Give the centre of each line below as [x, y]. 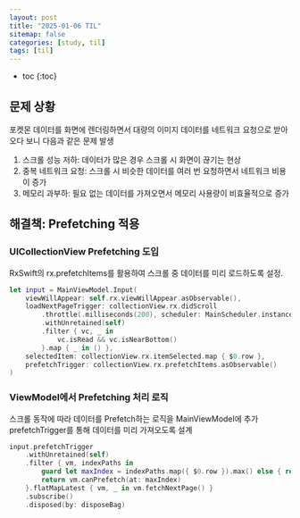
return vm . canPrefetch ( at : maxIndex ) [111, 480]
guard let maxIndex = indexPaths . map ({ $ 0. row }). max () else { [162, 472]
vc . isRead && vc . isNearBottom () [117, 339]
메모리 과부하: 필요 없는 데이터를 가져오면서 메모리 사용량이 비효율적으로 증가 [156, 193]
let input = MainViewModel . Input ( [74, 290]
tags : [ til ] [31, 51]
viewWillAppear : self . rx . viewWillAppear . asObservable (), [133, 298]
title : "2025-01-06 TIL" [55, 26]
